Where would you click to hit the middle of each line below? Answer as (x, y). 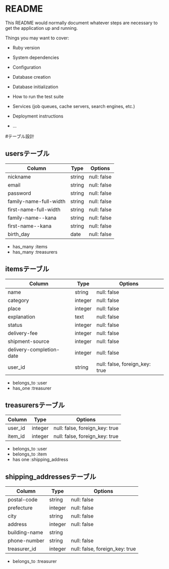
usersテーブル (27, 154)
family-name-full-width (37, 201)
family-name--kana (32, 217)
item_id (16, 436)
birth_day (19, 234)
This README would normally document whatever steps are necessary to (81, 23)
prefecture (20, 508)
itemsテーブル (27, 269)
